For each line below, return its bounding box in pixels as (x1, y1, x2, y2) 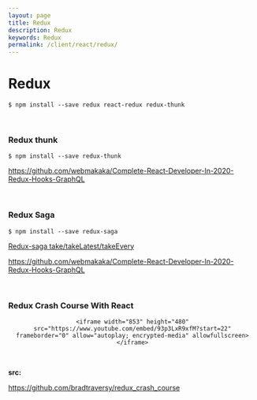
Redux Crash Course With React (8, 300, 134, 311)
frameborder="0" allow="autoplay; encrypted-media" (15, 331, 189, 339)
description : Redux (8, 26, 73, 34)
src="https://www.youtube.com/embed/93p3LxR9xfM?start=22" (33, 324, 232, 332)
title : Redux (8, 19, 51, 27)
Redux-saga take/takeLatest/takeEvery (8, 241, 135, 251)
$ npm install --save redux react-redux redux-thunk (8, 101, 185, 109)
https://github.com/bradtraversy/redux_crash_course (8, 383, 181, 392)
